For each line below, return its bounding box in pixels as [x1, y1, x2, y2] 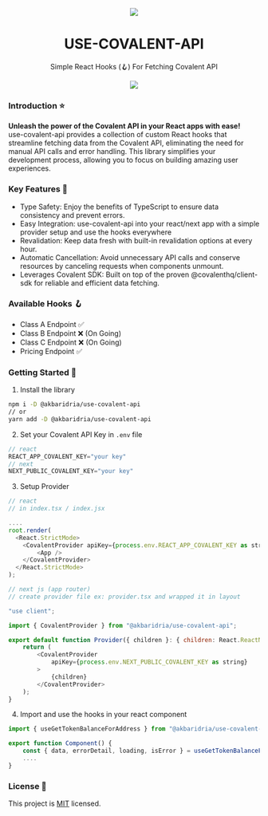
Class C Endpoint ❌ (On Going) [19, 337, 122, 347]
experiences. [8, 164, 52, 173]
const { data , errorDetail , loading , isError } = [22, 747, 191, 755]
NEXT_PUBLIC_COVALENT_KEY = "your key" [8, 467, 134, 475]
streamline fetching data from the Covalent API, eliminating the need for [8, 138, 244, 148]
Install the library [19, 385, 76, 395]
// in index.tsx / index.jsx [8, 505, 105, 513]
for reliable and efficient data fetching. [33, 278, 160, 287]
